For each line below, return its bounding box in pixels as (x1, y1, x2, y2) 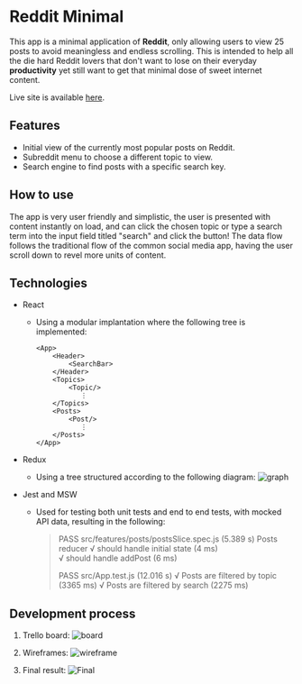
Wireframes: (22, 647, 69, 659)
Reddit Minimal (9, 6, 124, 27)
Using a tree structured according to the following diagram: (35, 471, 256, 483)
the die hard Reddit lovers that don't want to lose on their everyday (9, 55, 257, 66)
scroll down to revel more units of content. (9, 250, 167, 260)
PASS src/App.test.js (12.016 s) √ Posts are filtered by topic (58, 570, 278, 581)
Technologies (9, 275, 88, 290)
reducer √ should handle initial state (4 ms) (58, 543, 218, 554)
